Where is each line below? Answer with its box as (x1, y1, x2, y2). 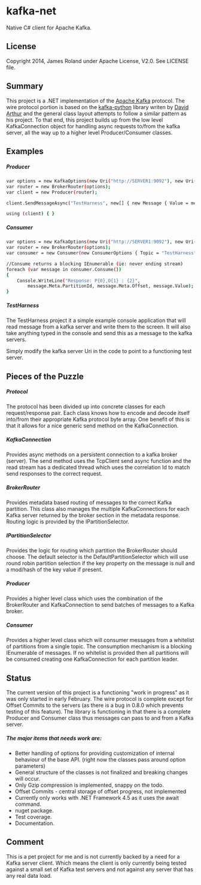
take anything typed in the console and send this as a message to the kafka (6, 330, 193, 337)
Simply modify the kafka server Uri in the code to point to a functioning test (6, 348, 192, 355)
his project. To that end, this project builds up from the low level (6, 116, 163, 124)
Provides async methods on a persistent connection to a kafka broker (6, 451, 178, 458)
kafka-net (6, 4, 57, 18)
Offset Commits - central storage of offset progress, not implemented (14, 788, 187, 795)
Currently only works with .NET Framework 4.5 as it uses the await (14, 794, 179, 802)
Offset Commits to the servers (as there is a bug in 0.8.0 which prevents (6, 702, 184, 709)
